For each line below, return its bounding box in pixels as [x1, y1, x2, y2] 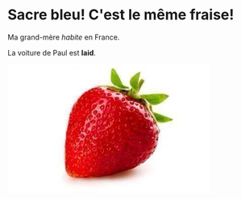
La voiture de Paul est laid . [7, 48, 96, 57]
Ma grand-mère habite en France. [7, 32, 120, 42]
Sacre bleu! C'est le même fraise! [7, 6, 235, 24]
